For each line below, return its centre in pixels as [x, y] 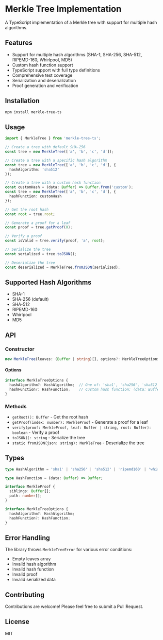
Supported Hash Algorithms [48, 282]
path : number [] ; [26, 496]
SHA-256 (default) [30, 299]
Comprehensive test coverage [42, 75]
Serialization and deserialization [44, 80]
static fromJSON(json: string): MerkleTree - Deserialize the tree [78, 443]
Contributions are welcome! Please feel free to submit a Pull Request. [74, 606]
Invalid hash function [33, 569]
